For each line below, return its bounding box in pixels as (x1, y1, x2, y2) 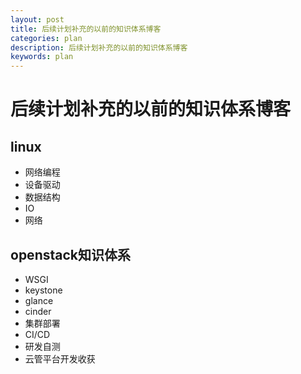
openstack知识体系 (10, 246, 131, 263)
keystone (24, 284, 63, 296)
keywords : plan (10, 52, 74, 62)
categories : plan (10, 33, 83, 43)
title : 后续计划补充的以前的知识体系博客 (10, 24, 162, 34)
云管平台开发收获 (24, 352, 96, 365)
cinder (24, 305, 52, 317)
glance (24, 294, 54, 306)
